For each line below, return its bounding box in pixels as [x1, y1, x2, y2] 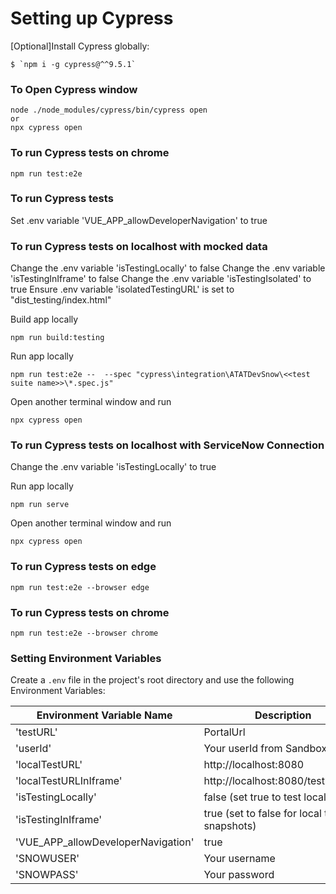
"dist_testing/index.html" [10, 294, 112, 306]
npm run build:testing [10, 333, 105, 343]
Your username [203, 852, 276, 866]
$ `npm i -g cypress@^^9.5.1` [10, 59, 137, 69]
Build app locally [10, 313, 79, 326]
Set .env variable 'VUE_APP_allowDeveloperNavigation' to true [10, 214, 268, 226]
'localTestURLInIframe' [15, 774, 123, 788]
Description [254, 708, 312, 722]
